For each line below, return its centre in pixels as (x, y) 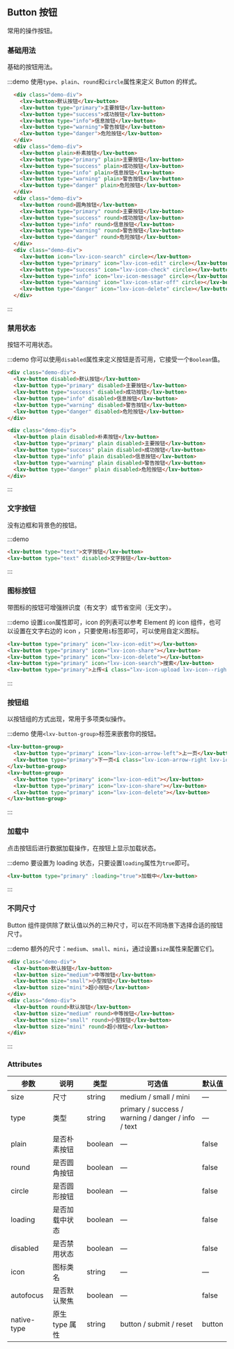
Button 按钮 (32, 13)
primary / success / (152, 1109)
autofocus (27, 1295)
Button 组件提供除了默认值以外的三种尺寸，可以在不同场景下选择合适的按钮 (115, 925)
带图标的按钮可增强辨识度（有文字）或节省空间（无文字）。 (91, 607)
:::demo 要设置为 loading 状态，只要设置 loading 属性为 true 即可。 (100, 863)
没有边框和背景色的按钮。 (44, 525)
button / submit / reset (156, 1324)
